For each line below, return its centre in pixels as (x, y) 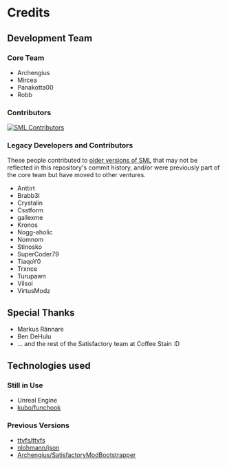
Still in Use (25, 385)
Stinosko (30, 247)
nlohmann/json (38, 448)
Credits (29, 13)
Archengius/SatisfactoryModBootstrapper (76, 455)
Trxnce (27, 269)
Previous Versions (39, 425)
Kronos (27, 225)
